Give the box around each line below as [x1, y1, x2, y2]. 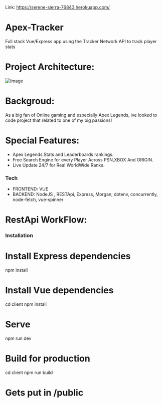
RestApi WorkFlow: [5, 214, 87, 226]
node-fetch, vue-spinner [12, 196, 64, 203]
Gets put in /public [5, 387, 84, 398]
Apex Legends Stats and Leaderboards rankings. [12, 151, 114, 157]
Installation [5, 232, 34, 239]
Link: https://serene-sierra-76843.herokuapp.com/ [5, 5, 110, 10]
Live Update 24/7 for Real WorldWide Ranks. [12, 162, 105, 168]
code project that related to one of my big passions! [5, 117, 112, 123]
